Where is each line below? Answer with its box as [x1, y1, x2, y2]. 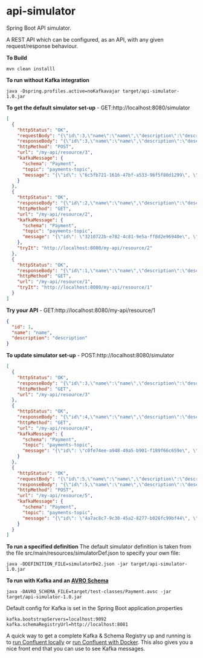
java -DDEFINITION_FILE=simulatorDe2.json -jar [6, 561, 129, 567]
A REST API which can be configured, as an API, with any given [6, 36, 164, 43]
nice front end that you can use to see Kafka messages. [6, 645, 146, 653]
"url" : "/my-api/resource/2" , [17, 211, 94, 217]
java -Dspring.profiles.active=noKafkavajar [6, 88, 120, 94]
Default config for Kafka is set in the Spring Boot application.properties [6, 605, 183, 612]
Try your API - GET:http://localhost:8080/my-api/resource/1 [6, 307, 155, 314]
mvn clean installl [6, 65, 56, 72]
